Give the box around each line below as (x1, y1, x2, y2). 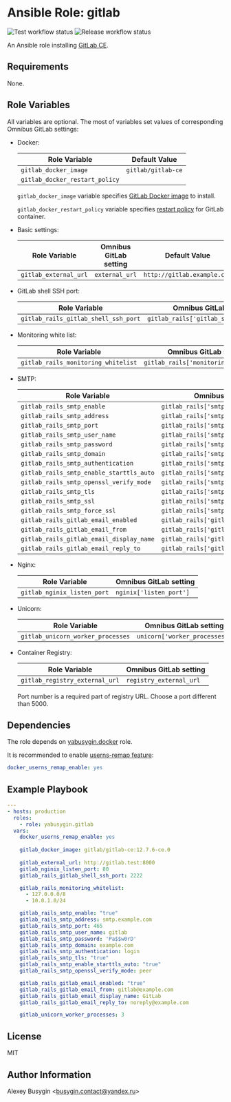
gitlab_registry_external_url (20, 676, 120, 684)
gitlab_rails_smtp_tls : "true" (19, 955, 109, 961)
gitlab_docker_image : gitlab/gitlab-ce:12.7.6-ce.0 (19, 846, 170, 853)
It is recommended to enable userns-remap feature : (7, 751, 154, 759)
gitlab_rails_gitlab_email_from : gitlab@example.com (19, 986, 174, 993)
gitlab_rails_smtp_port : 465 (19, 922, 103, 929)
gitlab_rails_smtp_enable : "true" (19, 910, 118, 917)
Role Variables (7, 99, 70, 111)
